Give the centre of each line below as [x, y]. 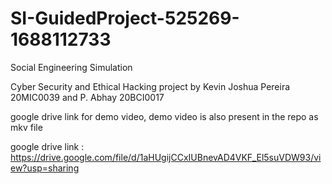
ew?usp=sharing [45, 168]
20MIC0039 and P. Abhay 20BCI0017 [87, 97]
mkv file [26, 127]
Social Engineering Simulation [71, 67]
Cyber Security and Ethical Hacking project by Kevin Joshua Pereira [150, 86]
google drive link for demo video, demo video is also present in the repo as [164, 116]
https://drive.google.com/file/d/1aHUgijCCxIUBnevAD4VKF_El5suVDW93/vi [166, 157]
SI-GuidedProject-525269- [125, 18]
